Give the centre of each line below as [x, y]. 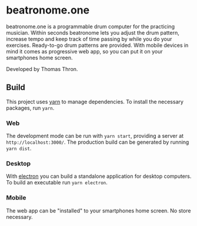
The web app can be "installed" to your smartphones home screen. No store [98, 210]
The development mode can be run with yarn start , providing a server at [95, 136]
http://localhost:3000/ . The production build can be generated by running [98, 142]
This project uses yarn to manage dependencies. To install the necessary [95, 102]
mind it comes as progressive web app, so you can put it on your [84, 51]
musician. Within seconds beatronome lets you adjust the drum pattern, [93, 32]
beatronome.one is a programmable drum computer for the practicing [91, 26]
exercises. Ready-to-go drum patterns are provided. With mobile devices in [97, 45]
